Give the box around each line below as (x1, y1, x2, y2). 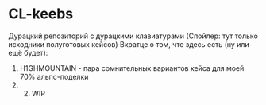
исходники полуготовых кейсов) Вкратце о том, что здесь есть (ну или (8, 39, 249, 49)
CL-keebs (8, 5, 74, 23)
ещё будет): (8, 48, 48, 57)
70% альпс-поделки (19, 72, 89, 81)
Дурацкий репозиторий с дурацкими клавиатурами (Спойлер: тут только (8, 31, 258, 41)
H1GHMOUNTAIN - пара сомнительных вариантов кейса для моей (19, 63, 245, 72)
